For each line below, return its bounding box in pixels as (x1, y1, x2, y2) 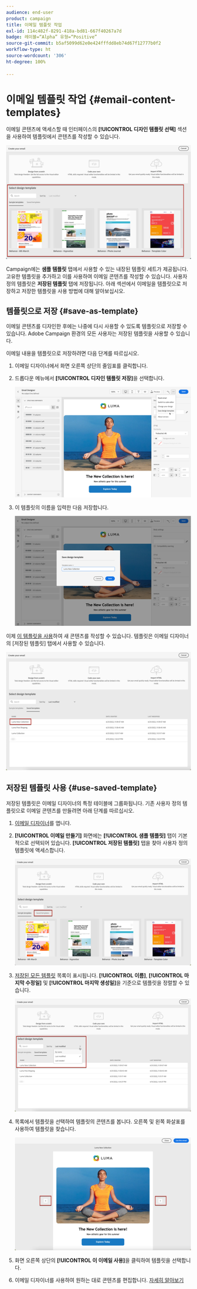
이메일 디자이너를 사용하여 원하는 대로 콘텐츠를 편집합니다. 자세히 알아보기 (14, 1276, 184, 1283)
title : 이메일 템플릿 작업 (6, 22, 62, 28)
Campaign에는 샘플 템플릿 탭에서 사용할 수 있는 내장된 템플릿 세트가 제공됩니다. (6, 265, 189, 272)
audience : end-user (6, 9, 54, 15)
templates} (6, 105, 62, 119)
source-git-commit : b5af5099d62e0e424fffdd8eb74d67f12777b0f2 (6, 40, 161, 46)
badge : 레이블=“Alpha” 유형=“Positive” (6, 34, 97, 40)
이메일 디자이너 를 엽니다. (14, 819, 72, 826)
